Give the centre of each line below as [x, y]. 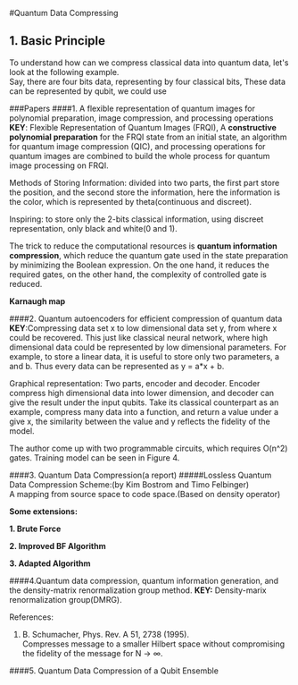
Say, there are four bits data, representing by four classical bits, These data [148, 81]
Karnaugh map [37, 301]
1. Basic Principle [57, 41]
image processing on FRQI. [59, 165]
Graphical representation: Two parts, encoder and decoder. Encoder [135, 383]
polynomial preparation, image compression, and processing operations [141, 118]
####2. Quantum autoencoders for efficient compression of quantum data [146, 318]
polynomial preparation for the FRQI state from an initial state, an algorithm [148, 137]
